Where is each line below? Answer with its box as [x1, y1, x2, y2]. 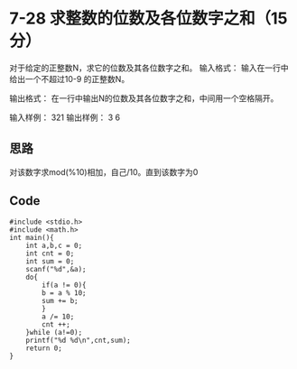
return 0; [25, 344, 63, 353]
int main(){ [9, 233, 54, 242]
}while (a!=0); [25, 327, 83, 337]
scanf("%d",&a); [25, 264, 88, 273]
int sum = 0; [25, 256, 75, 266]
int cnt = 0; [25, 249, 75, 258]
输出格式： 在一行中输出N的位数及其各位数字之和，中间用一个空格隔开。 [9, 92, 279, 104]
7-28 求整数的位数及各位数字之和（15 [9, 8, 288, 29]
